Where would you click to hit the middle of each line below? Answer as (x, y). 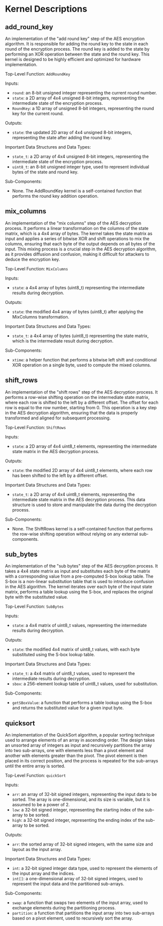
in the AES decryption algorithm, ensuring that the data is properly (71, 413)
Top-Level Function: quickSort (36, 775)
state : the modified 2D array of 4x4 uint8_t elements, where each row (82, 470)
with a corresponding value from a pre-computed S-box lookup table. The (79, 576)
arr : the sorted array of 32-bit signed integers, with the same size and (82, 844)
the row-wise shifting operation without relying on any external (75, 534)
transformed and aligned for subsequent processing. (58, 418)
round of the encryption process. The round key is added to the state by (77, 49)
